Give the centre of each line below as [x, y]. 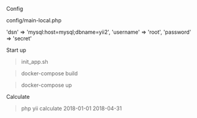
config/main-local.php [34, 20]
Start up [16, 50]
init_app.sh [34, 62]
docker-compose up [47, 85]
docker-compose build [49, 73]
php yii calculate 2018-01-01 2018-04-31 [71, 108]
